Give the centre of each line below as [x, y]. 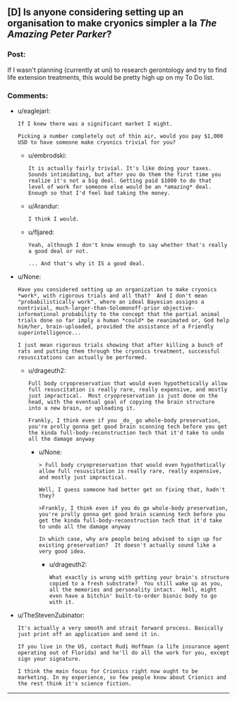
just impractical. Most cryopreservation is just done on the [123, 396]
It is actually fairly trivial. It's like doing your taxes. [120, 168]
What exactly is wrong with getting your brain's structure [139, 577]
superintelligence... [49, 333]
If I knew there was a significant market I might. [95, 123]
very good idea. [62, 551]
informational [38, 314]
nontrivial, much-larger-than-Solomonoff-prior [89, 308]
